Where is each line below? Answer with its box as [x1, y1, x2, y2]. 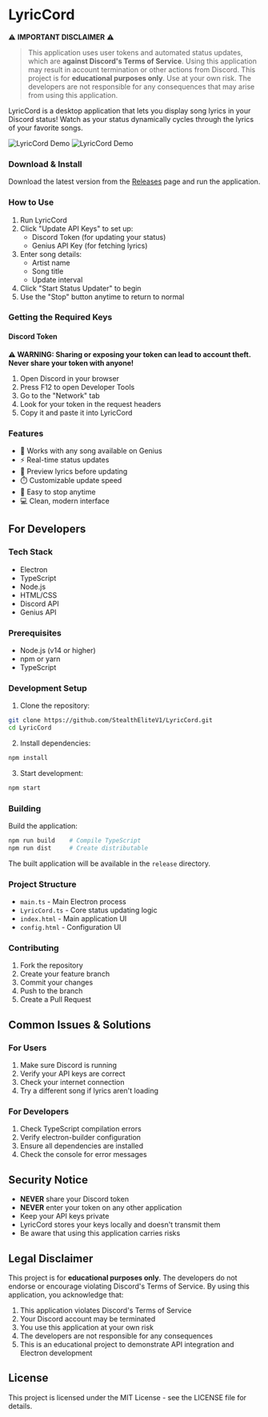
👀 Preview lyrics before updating [19, 466, 128, 476]
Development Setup [8, 682, 87, 693]
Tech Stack [8, 546, 54, 558]
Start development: [19, 768, 84, 778]
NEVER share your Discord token [19, 1194, 130, 1204]
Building [8, 802, 42, 814]
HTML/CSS [19, 590, 58, 599]
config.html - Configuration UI [19, 923, 122, 932]
